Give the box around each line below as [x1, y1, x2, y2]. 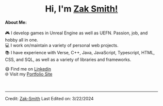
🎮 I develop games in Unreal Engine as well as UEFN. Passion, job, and [5, 30, 148, 36]
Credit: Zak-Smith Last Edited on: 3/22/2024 [5, 95, 94, 101]
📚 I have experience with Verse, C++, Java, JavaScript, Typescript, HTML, [5, 49, 155, 55]
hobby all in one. [5, 37, 38, 43]
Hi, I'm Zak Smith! [45, 3, 118, 15]
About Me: [5, 19, 27, 25]
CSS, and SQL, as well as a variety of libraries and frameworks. [5, 57, 131, 62]
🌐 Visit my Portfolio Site [5, 71, 52, 77]
